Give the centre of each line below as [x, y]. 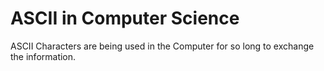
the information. [43, 56]
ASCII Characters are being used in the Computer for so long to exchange [162, 46]
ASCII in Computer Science [125, 18]
